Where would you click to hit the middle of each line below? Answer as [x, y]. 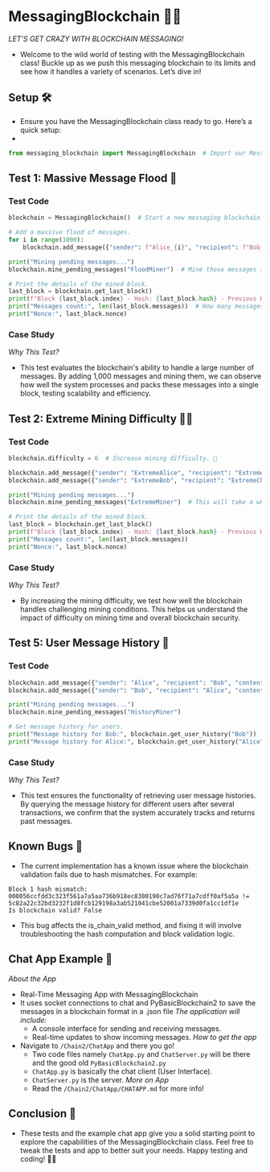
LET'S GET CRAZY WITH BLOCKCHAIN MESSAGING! [96, 39]
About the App [33, 979]
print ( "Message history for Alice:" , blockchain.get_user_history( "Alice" [136, 741]
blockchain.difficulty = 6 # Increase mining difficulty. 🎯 [113, 458]
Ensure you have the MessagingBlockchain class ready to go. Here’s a [136, 121]
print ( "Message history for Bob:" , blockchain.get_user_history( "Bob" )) [133, 735]
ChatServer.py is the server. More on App [100, 1079]
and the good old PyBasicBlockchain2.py [99, 1062]
